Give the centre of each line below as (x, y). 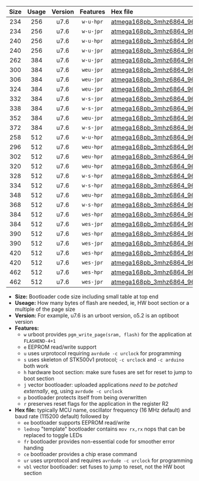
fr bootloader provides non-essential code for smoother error (99, 442)
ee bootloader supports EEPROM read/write (77, 423)
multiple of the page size (45, 309)
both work (36, 366)
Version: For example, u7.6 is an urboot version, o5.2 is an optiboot (97, 316)
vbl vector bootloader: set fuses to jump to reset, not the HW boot (104, 467)
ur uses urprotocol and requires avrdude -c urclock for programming (108, 460)
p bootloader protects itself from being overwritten (85, 397)
